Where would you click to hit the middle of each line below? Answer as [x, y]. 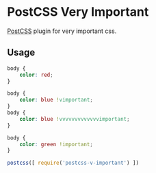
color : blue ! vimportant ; [56, 100]
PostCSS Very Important [78, 12]
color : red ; [36, 75]
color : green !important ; [56, 144]
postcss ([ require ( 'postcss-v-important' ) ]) [73, 163]
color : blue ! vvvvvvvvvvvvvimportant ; [75, 119]
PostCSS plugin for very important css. [62, 31]
